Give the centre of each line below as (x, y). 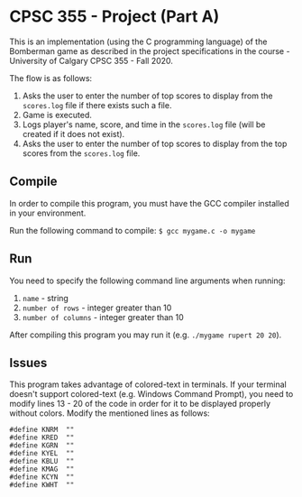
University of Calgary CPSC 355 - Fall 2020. (92, 60)
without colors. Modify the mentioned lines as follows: (110, 413)
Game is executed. (57, 115)
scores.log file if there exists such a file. (97, 105)
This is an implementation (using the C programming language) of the (138, 41)
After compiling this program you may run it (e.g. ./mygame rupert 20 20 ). (146, 335)
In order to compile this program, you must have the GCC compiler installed (150, 203)
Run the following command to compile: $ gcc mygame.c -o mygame (133, 230)
